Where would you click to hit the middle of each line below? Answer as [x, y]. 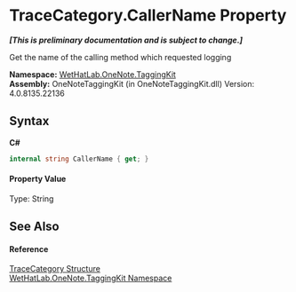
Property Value [38, 179]
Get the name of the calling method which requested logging [120, 57]
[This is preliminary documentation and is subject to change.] [126, 40]
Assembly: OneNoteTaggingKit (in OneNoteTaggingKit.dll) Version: [132, 83]
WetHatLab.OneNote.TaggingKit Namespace [91, 278]
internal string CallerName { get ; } [79, 159]
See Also [34, 227]
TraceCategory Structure [55, 269]
